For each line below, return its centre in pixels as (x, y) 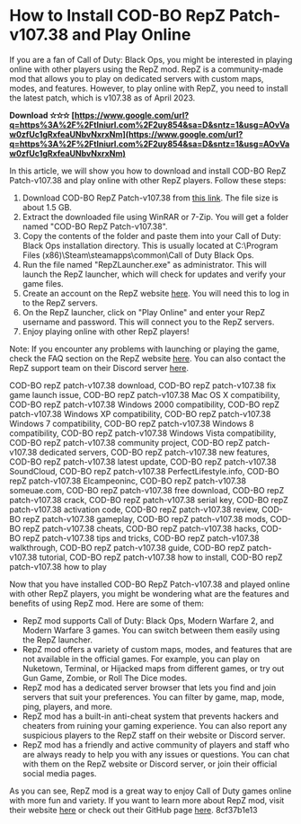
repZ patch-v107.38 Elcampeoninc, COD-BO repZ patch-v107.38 (128, 481)
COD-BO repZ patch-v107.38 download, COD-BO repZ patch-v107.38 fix (143, 385)
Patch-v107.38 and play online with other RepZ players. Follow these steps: (148, 180)
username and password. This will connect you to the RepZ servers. (148, 322)
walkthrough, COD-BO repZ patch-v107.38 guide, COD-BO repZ (127, 547)
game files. (43, 283)
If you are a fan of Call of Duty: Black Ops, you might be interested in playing (151, 59)
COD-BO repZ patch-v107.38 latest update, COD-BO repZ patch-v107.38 (143, 461)
